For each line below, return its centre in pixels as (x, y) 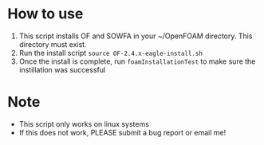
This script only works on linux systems (84, 123)
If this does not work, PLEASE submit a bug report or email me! (122, 132)
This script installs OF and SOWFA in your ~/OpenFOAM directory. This (136, 36)
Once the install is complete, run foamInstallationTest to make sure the (137, 61)
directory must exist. (53, 44)
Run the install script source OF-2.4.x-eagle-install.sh (110, 53)
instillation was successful (62, 69)
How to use (45, 14)
